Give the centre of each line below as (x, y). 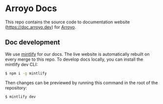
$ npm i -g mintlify (26, 73)
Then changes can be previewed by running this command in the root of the (81, 83)
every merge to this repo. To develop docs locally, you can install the (74, 59)
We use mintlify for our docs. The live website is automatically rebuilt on (77, 54)
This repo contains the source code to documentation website (68, 22)
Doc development (32, 43)
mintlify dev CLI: (21, 64)
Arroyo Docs (31, 9)
